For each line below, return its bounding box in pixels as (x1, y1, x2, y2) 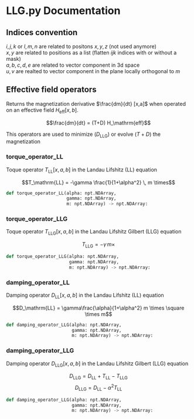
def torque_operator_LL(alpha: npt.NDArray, (6, 190, 117, 196)
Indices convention (6, 28, 78, 37)
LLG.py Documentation (6, 4, 121, 18)
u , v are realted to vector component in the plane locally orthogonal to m (6, 68, 181, 74)
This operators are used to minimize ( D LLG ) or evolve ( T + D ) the (6, 130, 161, 139)
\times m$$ (84, 310, 113, 317)
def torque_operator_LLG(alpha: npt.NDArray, (6, 253, 119, 260)
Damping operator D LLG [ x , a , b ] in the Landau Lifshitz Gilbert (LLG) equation (6, 360, 189, 368)
